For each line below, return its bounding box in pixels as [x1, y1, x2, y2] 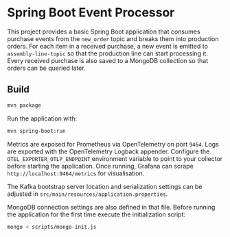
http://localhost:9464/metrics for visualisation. [7, 169, 145, 177]
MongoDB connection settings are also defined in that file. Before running [7, 203, 216, 211]
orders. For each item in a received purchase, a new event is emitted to [7, 42, 208, 50]
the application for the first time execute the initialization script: [7, 210, 186, 219]
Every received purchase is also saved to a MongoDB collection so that [7, 56, 209, 64]
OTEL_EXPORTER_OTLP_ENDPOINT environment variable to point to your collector [7, 154, 223, 162]
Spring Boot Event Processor [7, 5, 175, 21]
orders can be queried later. [7, 64, 86, 72]
